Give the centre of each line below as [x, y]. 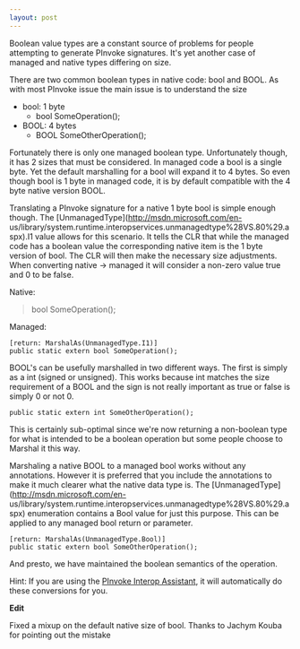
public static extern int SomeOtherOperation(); [102, 412]
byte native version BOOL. [57, 190]
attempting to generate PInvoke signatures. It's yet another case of [133, 52]
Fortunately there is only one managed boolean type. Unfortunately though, [149, 152]
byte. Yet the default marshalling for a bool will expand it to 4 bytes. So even [150, 171]
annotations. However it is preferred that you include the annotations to [141, 475]
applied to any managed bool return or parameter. [101, 523]
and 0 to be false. [42, 274]
